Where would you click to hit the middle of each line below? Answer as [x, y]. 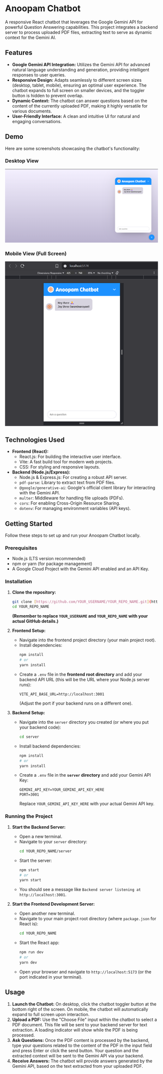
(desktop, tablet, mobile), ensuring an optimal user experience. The [79, 85]
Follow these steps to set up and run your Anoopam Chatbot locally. [73, 535]
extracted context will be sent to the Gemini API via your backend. [78, 1056]
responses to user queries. [39, 75]
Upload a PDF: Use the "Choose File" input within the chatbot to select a [84, 1019]
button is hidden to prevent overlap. [48, 95]
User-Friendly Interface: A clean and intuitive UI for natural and [76, 116]
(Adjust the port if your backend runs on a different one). [76, 703]
